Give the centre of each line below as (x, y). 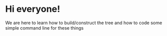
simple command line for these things (45, 28)
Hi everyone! (33, 9)
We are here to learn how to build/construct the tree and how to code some (84, 23)
